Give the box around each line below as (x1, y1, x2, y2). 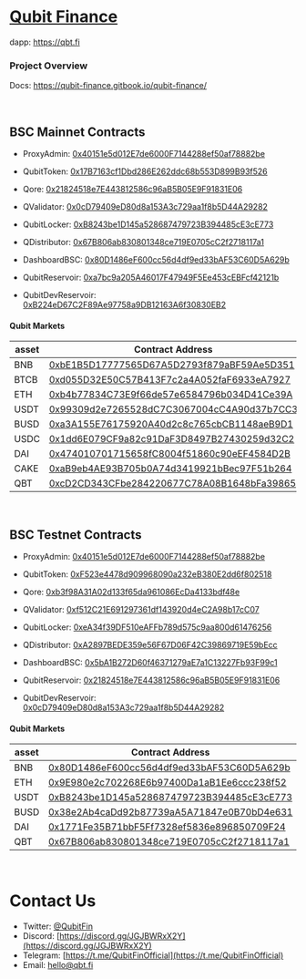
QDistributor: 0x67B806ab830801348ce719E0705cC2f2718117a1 (22, 237, 264, 248)
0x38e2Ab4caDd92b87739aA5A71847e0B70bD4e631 (48, 806, 293, 819)
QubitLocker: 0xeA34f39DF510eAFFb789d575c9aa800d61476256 (22, 622, 272, 633)
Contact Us (9, 891, 97, 912)
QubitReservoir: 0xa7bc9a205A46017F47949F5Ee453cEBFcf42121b (22, 272, 280, 283)
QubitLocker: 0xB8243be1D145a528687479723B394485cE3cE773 (22, 219, 274, 230)
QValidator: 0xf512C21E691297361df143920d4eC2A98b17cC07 (22, 604, 260, 615)
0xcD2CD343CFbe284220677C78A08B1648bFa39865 (48, 477, 297, 489)
